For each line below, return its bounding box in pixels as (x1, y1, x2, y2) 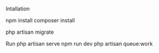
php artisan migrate (5, 28, 55, 36)
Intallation (5, 5, 30, 12)
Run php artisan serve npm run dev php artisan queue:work (5, 40, 153, 47)
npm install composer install (5, 17, 76, 23)
